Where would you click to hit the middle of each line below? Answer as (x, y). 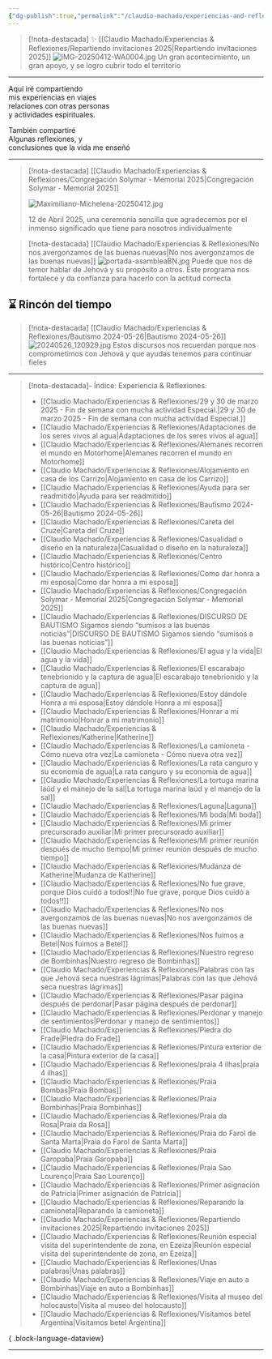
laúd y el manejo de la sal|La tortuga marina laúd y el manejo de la (151, 789)
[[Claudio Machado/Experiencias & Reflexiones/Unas (128, 1263)
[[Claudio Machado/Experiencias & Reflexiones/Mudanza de (140, 866)
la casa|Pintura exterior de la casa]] (100, 1056)
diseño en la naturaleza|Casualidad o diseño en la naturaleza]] (144, 548)
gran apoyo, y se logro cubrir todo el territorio (104, 65)
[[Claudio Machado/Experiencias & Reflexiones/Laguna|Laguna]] (149, 806)
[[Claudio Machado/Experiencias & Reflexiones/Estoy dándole (144, 694)
